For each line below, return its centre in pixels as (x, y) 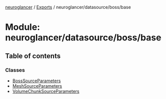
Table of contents (33, 56)
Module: (23, 27)
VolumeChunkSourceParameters (46, 91)
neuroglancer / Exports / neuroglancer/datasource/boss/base (68, 7)
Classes (15, 70)
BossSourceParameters (37, 81)
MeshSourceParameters (37, 86)
